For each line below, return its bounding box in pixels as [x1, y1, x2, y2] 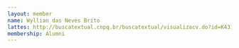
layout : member [7, 10, 53, 18]
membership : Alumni [7, 30, 65, 37]
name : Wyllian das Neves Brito [7, 17, 100, 24]
